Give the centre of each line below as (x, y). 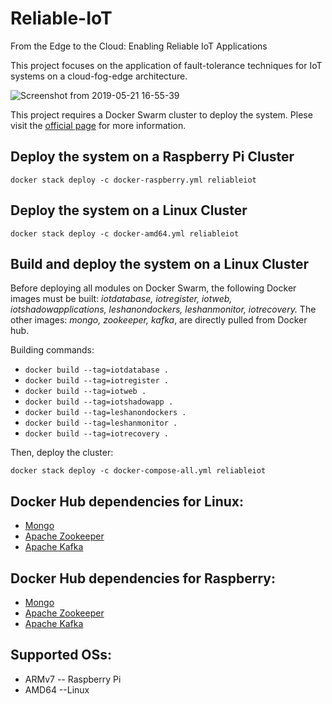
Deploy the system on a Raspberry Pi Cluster (152, 157)
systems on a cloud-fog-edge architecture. (99, 76)
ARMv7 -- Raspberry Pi (73, 679)
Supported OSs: (61, 655)
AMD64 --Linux (57, 689)
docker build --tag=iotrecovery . (96, 434)
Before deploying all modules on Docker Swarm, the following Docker (153, 288)
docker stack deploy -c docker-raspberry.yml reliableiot (133, 180)
